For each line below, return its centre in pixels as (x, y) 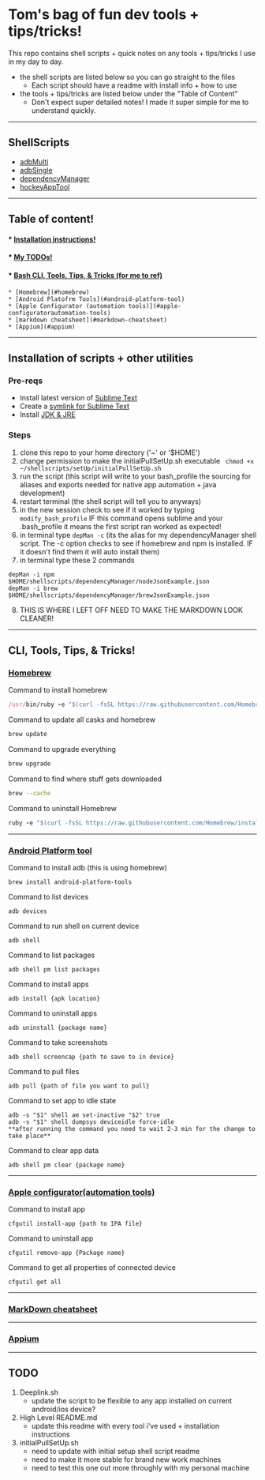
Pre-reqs (26, 381)
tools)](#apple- (155, 306)
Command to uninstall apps (52, 1013)
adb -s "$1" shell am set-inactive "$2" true (84, 1115)
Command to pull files (44, 1071)
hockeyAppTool (45, 186)
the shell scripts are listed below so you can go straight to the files (127, 77)
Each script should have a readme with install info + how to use (134, 85)
